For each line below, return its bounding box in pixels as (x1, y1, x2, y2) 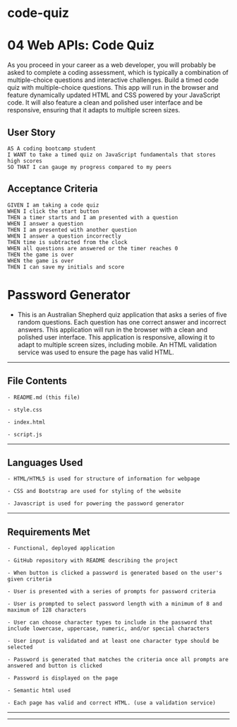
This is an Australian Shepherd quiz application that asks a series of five (17, 310, 227, 319)
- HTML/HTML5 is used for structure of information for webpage (7, 475, 200, 482)
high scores (7, 157, 42, 164)
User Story (7, 126, 56, 139)
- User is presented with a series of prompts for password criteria (7, 588, 217, 595)
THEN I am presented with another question (7, 226, 138, 233)
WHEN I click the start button (7, 207, 99, 215)
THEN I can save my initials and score (7, 263, 125, 270)
